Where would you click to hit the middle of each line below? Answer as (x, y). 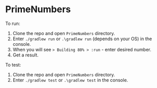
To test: (13, 65)
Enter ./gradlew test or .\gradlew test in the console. (70, 80)
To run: (13, 23)
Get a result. (25, 55)
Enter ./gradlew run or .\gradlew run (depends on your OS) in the (82, 39)
